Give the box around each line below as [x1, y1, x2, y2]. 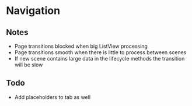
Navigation [6, 4, 60, 17]
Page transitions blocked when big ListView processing [14, 43, 148, 50]
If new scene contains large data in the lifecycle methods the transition [14, 55, 185, 62]
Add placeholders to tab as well [14, 93, 91, 100]
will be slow [14, 61, 43, 68]
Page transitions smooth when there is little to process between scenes [14, 49, 187, 56]
